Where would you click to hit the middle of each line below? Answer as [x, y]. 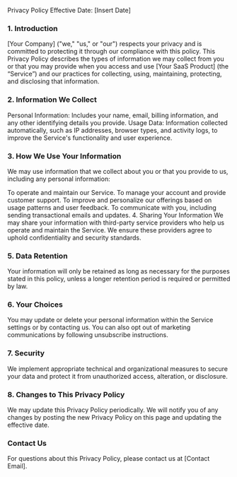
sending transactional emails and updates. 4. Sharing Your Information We [116, 215]
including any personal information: [59, 179]
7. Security [26, 353]
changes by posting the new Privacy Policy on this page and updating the [114, 418]
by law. [18, 286]
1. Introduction [33, 28]
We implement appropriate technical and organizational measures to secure [118, 369]
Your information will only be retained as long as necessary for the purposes [118, 271]
